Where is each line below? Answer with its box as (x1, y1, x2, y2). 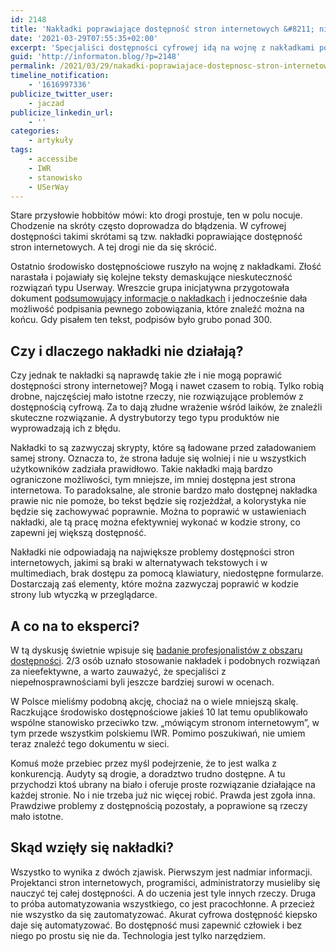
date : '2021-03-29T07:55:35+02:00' (10, 33, 159, 43)
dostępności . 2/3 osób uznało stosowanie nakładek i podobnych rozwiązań (10, 655, 321, 666)
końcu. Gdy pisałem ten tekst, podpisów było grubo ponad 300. (10, 314, 273, 326)
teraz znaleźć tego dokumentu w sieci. (10, 738, 170, 750)
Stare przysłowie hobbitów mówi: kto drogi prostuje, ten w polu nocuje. (10, 209, 303, 221)
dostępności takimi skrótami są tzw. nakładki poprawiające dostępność (10, 231, 303, 243)
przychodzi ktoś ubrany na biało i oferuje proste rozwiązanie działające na (10, 779, 316, 790)
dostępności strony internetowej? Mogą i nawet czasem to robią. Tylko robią (10, 380, 325, 392)
